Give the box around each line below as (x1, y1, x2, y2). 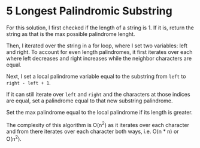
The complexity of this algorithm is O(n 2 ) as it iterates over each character (6, 120, 190, 128)
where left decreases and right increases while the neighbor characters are (6, 55, 192, 62)
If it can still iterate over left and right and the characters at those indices (6, 90, 190, 98)
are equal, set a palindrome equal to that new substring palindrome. (6, 97, 173, 104)
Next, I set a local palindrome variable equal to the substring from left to (6, 73, 186, 80)
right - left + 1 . (6, 79, 51, 86)
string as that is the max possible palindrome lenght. (6, 30, 135, 37)
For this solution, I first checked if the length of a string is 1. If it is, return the (6, 24, 195, 31)
